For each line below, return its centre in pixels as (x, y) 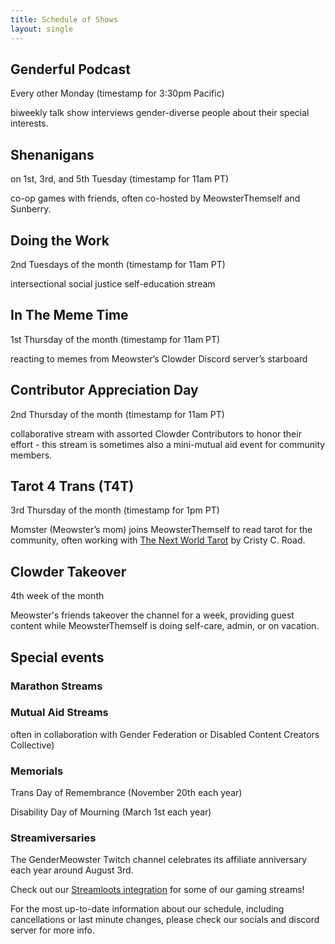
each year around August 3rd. (72, 870)
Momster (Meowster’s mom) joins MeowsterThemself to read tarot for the (161, 530)
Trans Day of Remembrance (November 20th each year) (126, 793)
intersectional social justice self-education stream (113, 283)
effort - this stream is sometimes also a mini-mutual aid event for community (168, 444)
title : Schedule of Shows (64, 19)
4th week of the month (57, 596)
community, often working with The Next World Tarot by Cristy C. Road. (158, 540)
